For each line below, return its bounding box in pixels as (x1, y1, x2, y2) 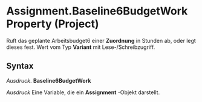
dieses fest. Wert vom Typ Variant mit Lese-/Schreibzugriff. (6, 43, 155, 51)
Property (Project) (6, 17, 99, 31)
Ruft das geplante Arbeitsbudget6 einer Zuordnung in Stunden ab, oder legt (6, 37, 197, 44)
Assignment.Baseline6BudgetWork (6, 4, 188, 18)
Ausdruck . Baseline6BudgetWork (6, 77, 91, 84)
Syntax (6, 61, 34, 71)
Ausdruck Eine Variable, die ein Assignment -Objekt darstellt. (6, 89, 160, 96)
